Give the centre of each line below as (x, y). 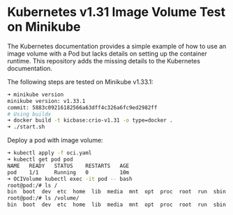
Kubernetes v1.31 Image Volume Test (116, 12)
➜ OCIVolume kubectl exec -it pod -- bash (70, 179)
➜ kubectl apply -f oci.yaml (50, 153)
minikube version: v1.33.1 (46, 101)
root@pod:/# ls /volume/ (43, 198)
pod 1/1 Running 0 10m (68, 172)
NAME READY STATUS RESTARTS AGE (68, 166)
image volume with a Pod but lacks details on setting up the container (107, 54)
